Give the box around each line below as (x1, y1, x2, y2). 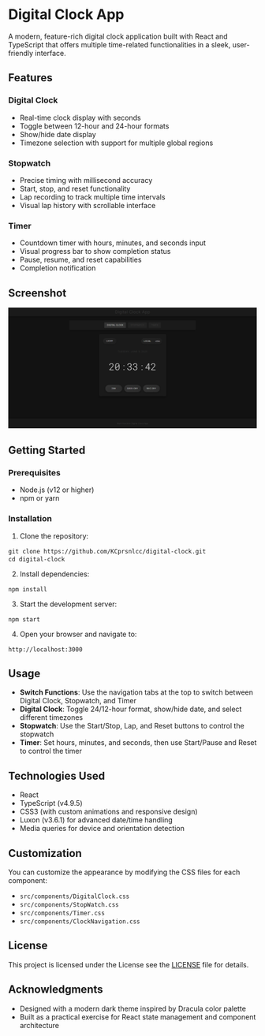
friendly (8, 48, 34, 58)
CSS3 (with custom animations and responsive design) (19, 807, 199, 817)
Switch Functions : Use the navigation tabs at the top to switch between (19, 688, 254, 697)
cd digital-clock (8, 555, 65, 563)
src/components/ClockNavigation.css (19, 918, 140, 926)
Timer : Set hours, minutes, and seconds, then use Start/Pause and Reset (19, 738, 257, 747)
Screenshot (8, 286, 67, 300)
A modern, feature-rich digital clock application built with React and (8, 32, 228, 41)
